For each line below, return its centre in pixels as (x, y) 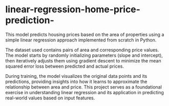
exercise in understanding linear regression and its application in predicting (84, 92)
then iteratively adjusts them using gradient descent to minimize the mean (83, 60)
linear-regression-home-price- (73, 9)
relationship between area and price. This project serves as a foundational (84, 87)
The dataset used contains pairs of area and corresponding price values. (82, 50)
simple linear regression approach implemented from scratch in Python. (81, 40)
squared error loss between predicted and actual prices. (65, 66)
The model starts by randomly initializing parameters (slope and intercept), (84, 55)
